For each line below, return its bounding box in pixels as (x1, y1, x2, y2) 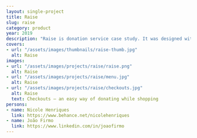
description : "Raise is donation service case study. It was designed (6, 36, 182, 42)
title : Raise (6, 14, 38, 20)
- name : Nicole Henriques (6, 107, 69, 113)
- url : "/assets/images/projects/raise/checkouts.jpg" (6, 85, 143, 91)
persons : (6, 101, 28, 107)
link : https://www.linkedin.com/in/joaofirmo (11, 123, 125, 129)
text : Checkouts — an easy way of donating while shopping (11, 96, 159, 102)
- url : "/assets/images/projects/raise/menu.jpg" (6, 74, 130, 80)
